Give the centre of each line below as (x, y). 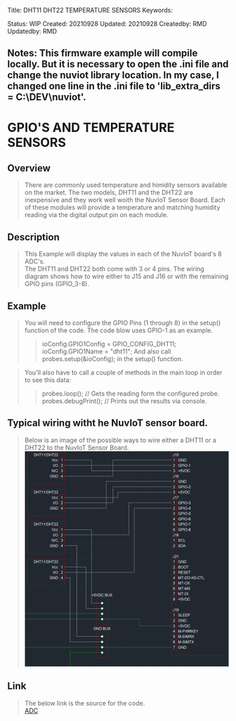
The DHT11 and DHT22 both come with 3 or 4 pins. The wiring (114, 269)
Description (33, 237)
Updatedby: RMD (32, 31)
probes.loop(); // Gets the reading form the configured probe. (131, 394)
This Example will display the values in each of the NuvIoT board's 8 (123, 254)
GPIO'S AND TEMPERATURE (91, 128)
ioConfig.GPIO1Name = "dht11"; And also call (106, 351)
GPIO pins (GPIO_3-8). (57, 284)
